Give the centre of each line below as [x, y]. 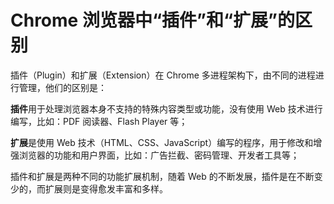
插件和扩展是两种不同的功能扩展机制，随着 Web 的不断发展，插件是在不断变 [166, 176]
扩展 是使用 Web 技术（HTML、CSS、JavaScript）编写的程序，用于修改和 [162, 142]
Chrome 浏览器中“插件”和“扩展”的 [152, 20]
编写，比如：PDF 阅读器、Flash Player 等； [99, 121]
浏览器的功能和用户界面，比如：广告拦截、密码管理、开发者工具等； [159, 155]
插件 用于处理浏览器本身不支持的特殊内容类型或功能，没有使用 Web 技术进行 [166, 108]
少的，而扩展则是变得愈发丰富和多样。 [89, 188]
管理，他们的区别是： [62, 87]
